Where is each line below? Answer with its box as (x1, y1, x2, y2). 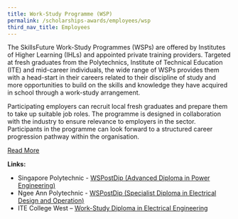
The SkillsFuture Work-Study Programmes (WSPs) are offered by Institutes (7, 43, 226, 52)
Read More (7, 146, 40, 155)
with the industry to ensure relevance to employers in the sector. (7, 117, 196, 126)
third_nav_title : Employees (7, 23, 91, 31)
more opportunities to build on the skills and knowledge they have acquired (7, 81, 228, 90)
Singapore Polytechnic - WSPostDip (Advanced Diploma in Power (17, 173, 210, 182)
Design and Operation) (17, 196, 85, 205)
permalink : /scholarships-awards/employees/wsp (7, 17, 151, 24)
